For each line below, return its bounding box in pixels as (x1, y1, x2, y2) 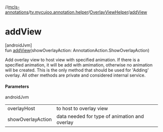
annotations (5, 9, 29, 15)
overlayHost (7, 105, 35, 112)
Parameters (5, 83, 29, 89)
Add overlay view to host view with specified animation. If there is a (5, 57, 140, 63)
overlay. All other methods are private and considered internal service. (5, 72, 146, 78)
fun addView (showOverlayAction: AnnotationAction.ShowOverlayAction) (5, 47, 149, 53)
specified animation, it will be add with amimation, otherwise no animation (5, 62, 153, 67)
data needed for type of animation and (56, 113, 144, 120)
